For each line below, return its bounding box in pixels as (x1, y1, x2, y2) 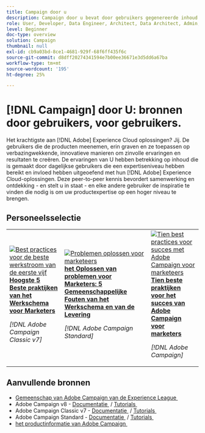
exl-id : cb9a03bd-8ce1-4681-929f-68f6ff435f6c (6, 49, 127, 55)
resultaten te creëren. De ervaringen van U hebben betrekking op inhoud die (6, 156, 199, 163)
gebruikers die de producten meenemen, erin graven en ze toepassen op (6, 143, 190, 150)
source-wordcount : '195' (6, 65, 70, 72)
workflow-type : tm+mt (6, 60, 62, 66)
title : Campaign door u (6, 9, 67, 15)
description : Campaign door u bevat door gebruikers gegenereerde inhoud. (6, 15, 201, 21)
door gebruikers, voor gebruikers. (6, 116, 182, 130)
